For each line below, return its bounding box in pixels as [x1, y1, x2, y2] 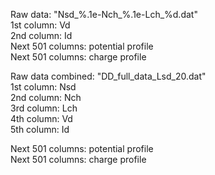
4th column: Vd [10, 113, 73, 124]
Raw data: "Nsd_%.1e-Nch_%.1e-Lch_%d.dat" [10, 9, 198, 20]
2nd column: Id [10, 30, 73, 41]
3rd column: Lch [10, 102, 78, 114]
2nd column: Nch [10, 92, 82, 103]
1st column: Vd [10, 19, 71, 31]
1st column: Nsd [10, 81, 77, 93]
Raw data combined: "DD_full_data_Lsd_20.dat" [10, 70, 207, 82]
